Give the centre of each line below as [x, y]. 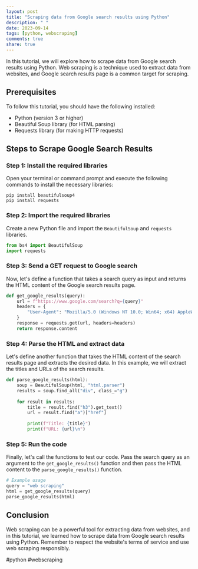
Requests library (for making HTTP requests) [69, 130]
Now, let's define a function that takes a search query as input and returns [96, 279]
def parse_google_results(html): [47, 380]
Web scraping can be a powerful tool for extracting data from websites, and [98, 529]
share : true [21, 45]
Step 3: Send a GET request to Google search [72, 266]
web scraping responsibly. [38, 548]
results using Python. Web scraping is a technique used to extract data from [98, 67]
